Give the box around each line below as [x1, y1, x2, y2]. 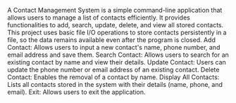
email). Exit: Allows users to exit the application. [7, 88, 146, 96]
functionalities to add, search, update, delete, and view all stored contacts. [7, 21, 224, 29]
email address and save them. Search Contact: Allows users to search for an [7, 50, 229, 59]
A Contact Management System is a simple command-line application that [7, 6, 223, 14]
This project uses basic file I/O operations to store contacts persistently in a [7, 28, 227, 36]
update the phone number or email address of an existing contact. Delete [7, 66, 220, 74]
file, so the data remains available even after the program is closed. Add [7, 36, 216, 44]
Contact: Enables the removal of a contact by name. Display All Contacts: [7, 73, 220, 81]
